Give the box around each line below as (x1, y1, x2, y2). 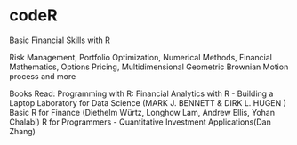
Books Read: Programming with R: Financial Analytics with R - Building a (9, 88, 274, 99)
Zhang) (9, 125, 36, 136)
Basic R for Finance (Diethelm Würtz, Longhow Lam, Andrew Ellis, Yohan (9, 107, 276, 117)
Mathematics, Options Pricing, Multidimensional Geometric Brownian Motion (9, 61, 289, 72)
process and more (9, 70, 76, 81)
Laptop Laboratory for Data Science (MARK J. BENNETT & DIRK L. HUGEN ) (9, 97, 287, 108)
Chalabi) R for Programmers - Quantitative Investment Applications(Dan (9, 117, 271, 127)
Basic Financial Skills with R (9, 35, 111, 45)
